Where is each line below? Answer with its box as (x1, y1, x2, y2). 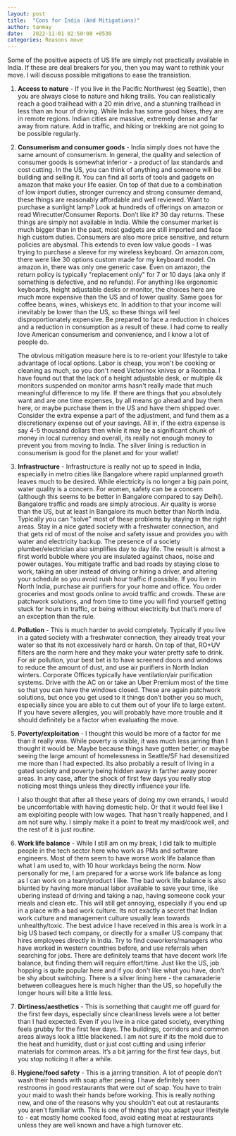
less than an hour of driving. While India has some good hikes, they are (17, 107, 224, 116)
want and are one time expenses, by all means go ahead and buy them (17, 396, 223, 405)
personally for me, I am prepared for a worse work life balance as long (17, 869, 222, 877)
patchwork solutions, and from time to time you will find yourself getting (17, 597, 227, 606)
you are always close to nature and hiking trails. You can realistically (17, 92, 216, 101)
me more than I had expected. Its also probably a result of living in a (17, 759, 215, 768)
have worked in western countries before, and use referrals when (17, 944, 208, 952)
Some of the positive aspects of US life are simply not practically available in (7, 56, 229, 64)
